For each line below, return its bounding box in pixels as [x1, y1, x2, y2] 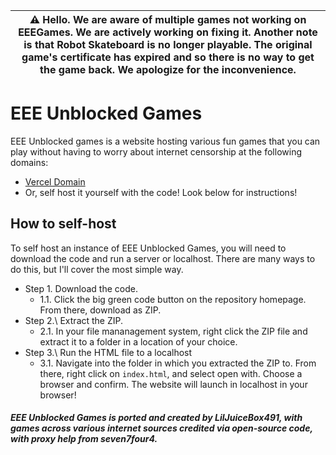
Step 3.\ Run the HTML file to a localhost [24, 346, 193, 358]
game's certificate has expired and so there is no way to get [21, 50, 315, 64]
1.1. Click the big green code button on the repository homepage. [39, 293, 307, 305]
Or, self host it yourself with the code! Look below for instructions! [24, 186, 298, 198]
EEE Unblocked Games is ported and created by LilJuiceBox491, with [10, 412, 303, 424]
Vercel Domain [24, 175, 86, 188]
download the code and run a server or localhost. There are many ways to [10, 252, 316, 264]
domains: [10, 156, 49, 168]
